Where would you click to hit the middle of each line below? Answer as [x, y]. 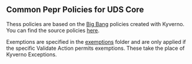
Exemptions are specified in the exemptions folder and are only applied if [96, 41]
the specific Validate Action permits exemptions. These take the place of [95, 48]
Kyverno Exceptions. [32, 54]
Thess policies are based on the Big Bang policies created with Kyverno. [95, 24]
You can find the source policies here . [53, 30]
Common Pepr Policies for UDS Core [75, 10]
